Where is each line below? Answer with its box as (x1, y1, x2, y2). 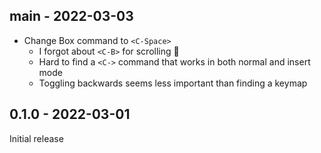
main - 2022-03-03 (9, 8, 134, 25)
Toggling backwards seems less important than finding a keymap (38, 77, 308, 89)
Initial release (9, 132, 64, 144)
